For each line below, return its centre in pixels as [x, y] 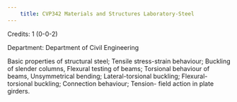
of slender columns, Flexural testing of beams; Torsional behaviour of [109, 68]
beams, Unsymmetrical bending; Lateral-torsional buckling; [94, 76]
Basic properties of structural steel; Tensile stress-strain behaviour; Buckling [119, 61]
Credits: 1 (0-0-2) [33, 34]
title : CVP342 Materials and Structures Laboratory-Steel [107, 14]
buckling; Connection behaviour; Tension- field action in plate [124, 83]
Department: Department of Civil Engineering [73, 47]
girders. [19, 91]
